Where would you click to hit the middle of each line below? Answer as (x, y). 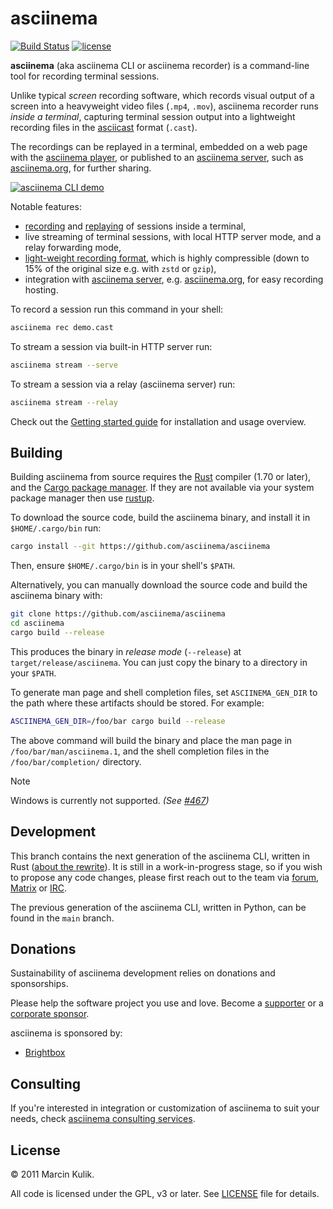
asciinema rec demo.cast (62, 327)
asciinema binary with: (56, 596)
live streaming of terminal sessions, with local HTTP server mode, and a (173, 236)
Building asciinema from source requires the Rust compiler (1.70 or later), (161, 477)
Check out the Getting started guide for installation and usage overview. (158, 421)
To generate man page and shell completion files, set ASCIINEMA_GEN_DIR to (164, 692)
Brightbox (45, 1053)
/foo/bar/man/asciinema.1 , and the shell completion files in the (140, 751)
